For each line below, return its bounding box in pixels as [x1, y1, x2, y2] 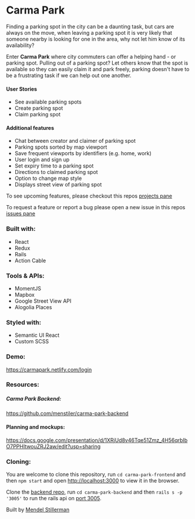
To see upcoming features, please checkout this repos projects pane [6, 192, 172, 200]
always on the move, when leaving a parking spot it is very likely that [6, 29, 172, 36]
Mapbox [14, 291, 35, 298]
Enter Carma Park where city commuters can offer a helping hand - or [6, 53, 176, 60]
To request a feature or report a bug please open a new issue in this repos [6, 204, 186, 211]
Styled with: [6, 318, 42, 326]
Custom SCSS [14, 338, 49, 345]
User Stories [6, 85, 37, 92]
